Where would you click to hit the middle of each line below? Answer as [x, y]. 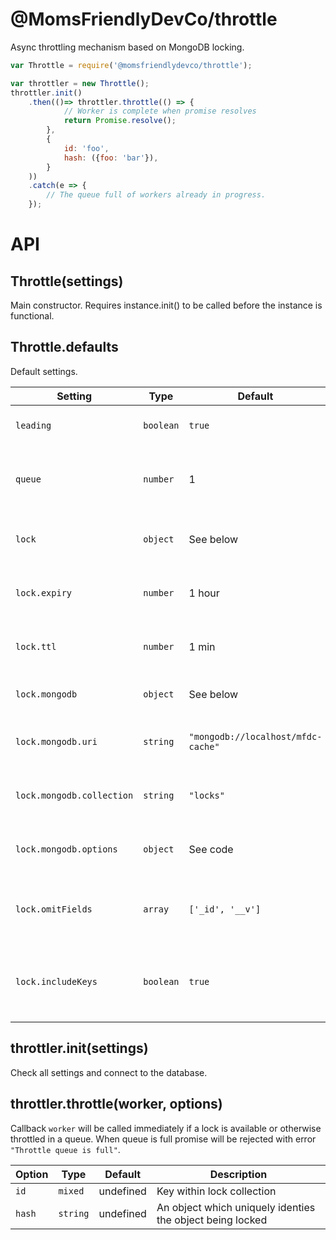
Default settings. [44, 371]
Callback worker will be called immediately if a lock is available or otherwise [166, 1128]
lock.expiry [44, 592]
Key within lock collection [216, 1191]
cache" [204, 746]
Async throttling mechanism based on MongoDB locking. [127, 47]
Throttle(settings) [67, 281]
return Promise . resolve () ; [120, 121]
